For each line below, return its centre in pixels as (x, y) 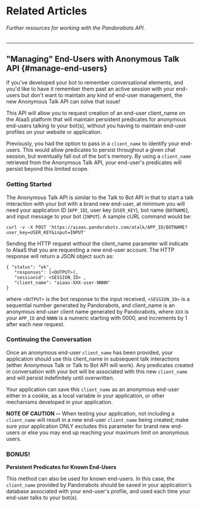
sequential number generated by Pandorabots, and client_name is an (90, 305)
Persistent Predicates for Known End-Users (61, 467)
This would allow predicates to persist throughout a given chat (99, 150)
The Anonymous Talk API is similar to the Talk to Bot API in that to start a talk (100, 197)
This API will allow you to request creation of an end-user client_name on (96, 113)
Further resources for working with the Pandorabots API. (76, 27)
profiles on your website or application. (54, 132)
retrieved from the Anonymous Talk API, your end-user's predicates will (94, 162)
